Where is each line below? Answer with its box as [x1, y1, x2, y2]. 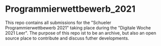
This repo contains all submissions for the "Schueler [5, 20, 112, 25]
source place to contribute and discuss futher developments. [5, 35, 129, 41]
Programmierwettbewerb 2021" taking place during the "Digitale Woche [5, 24, 151, 30]
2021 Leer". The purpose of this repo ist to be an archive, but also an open [5, 30, 157, 36]
